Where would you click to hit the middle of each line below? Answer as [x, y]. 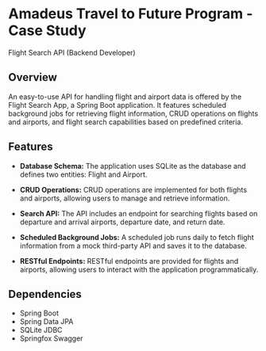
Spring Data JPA [46, 322]
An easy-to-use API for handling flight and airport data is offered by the [125, 97]
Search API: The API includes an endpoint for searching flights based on [139, 213]
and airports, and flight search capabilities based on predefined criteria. [126, 122]
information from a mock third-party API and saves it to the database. [133, 246]
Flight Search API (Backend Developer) [72, 52]
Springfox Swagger [51, 338]
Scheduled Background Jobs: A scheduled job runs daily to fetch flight [137, 237]
